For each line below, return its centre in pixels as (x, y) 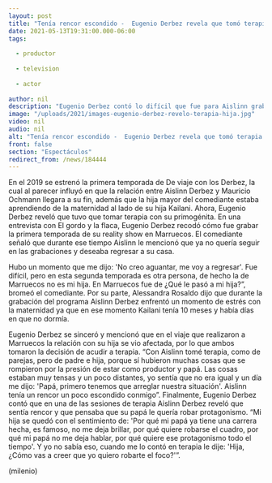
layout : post (30, 16)
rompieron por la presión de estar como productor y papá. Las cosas (123, 369)
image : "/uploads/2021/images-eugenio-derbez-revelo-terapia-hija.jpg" (132, 114)
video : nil (27, 122)
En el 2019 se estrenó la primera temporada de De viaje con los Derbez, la (132, 183)
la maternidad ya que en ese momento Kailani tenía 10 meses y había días (131, 310)
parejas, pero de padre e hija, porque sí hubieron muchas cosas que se (127, 360)
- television (38, 69)
